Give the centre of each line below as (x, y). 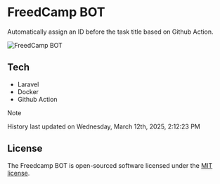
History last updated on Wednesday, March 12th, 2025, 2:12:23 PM (104, 126)
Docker (28, 91)
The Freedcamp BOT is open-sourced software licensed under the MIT (110, 165)
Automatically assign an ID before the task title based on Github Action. (110, 32)
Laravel (28, 84)
